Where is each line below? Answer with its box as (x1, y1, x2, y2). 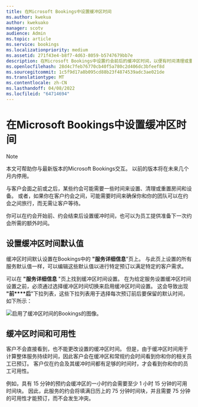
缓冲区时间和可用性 (6, 329, 76, 339)
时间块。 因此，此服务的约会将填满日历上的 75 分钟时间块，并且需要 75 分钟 (6, 388, 190, 395)
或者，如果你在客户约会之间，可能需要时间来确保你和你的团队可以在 (17, 192, 183, 199)
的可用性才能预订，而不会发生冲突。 (6, 395, 94, 402)
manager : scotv (6, 25, 44, 31)
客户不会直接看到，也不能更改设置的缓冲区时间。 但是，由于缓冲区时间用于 (6, 346, 189, 353)
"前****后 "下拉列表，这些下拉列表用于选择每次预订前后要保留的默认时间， (6, 290, 189, 297)
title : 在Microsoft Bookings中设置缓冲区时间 (6, 8, 112, 15)
